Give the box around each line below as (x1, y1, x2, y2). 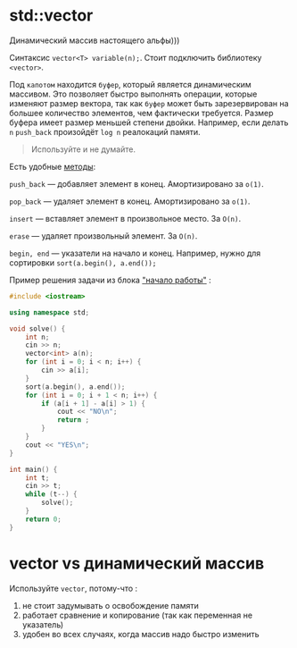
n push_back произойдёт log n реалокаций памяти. (9, 126, 201, 137)
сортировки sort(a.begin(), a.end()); (9, 257, 157, 268)
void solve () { (9, 324, 66, 333)
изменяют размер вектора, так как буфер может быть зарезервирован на (9, 97, 289, 108)
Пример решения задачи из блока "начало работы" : (9, 274, 211, 285)
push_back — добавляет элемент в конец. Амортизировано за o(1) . (9, 178, 265, 189)
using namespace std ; (9, 307, 90, 317)
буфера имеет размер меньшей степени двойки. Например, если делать (9, 117, 289, 128)
